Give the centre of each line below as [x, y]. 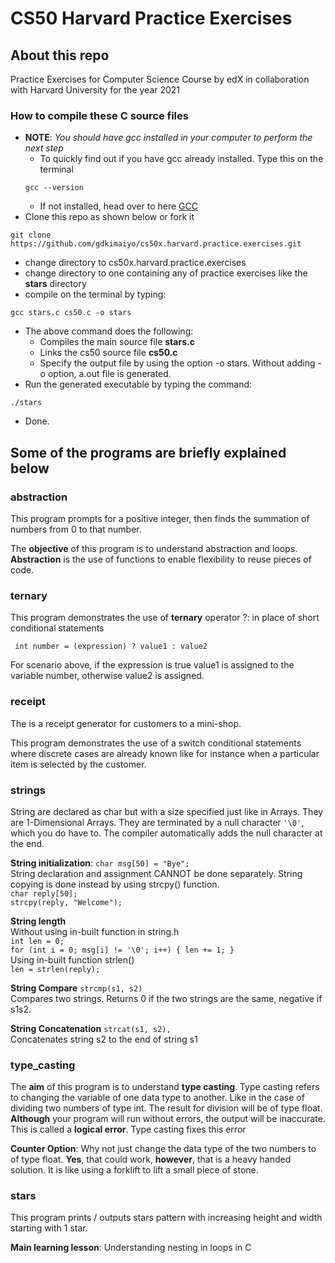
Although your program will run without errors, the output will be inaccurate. [168, 1119]
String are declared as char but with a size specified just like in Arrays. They [167, 811]
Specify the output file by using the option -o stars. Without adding [177, 363]
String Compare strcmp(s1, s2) [76, 988]
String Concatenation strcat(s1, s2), [91, 1028]
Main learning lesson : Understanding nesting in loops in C [131, 1248]
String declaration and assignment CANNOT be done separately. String [156, 873]
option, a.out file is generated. [109, 374]
